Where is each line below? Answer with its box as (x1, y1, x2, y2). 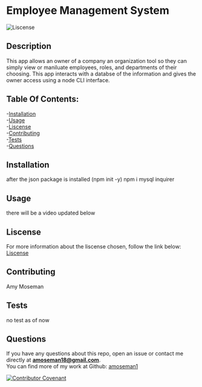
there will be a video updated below (6, 209, 96, 216)
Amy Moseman (6, 282, 44, 290)
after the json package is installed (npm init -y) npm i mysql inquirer (6, 176, 175, 183)
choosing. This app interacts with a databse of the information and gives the (6, 70, 197, 77)
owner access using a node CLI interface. (6, 76, 110, 83)
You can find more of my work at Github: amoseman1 (6, 363, 138, 370)
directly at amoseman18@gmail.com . (6, 356, 101, 363)
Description (6, 41, 51, 51)
